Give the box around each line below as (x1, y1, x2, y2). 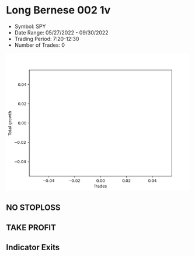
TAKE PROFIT (6, 223, 57, 233)
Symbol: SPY (14, 23, 46, 30)
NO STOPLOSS (6, 203, 61, 213)
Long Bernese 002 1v (6, 4, 111, 17)
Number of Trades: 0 (14, 41, 65, 49)
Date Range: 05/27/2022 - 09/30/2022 (14, 29, 109, 36)
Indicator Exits (6, 243, 60, 252)
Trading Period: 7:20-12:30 (14, 35, 79, 42)
